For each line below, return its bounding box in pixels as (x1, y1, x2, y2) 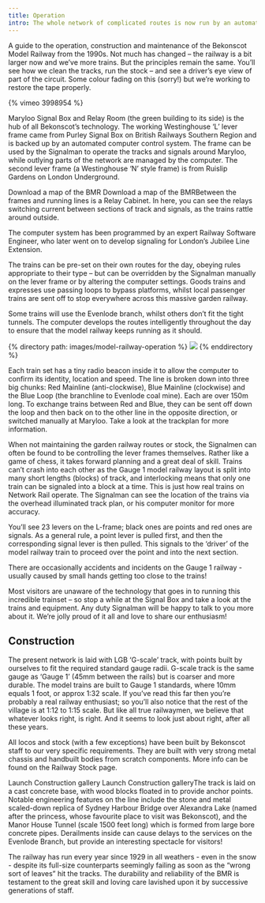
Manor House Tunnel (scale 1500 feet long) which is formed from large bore (8, 820, 255, 830)
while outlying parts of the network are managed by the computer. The (8, 155, 238, 164)
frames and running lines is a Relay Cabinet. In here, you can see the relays (8, 195, 253, 205)
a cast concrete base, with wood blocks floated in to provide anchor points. (8, 787, 254, 796)
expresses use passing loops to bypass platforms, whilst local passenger (8, 285, 246, 295)
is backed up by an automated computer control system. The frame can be (8, 138, 252, 148)
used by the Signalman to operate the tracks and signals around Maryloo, (8, 147, 247, 156)
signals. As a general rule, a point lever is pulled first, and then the (8, 530, 223, 540)
